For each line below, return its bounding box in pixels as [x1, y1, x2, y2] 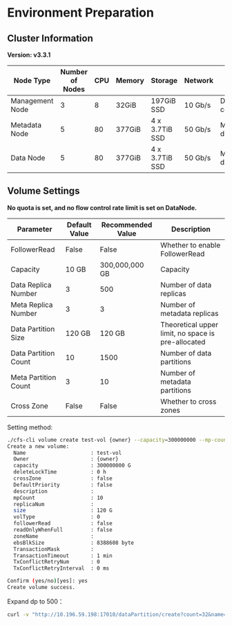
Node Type [13, 76, 50, 85]
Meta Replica [10, 299, 53, 309]
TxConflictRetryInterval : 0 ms [13, 565, 110, 572]
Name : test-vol [13, 449, 122, 456]
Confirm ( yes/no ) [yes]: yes [7, 577, 88, 585]
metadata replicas [160, 308, 219, 318]
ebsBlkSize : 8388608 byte [13, 539, 135, 546]
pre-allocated [160, 337, 206, 346]
